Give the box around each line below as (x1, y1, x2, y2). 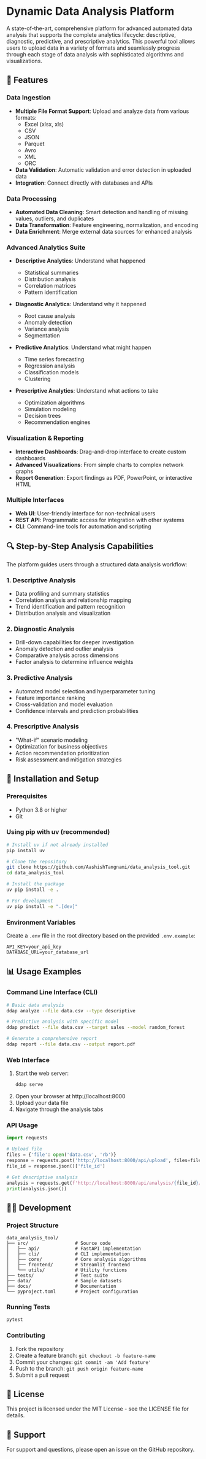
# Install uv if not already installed (6, 842, 109, 848)
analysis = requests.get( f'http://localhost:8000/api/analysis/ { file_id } (6, 1180, 199, 1186)
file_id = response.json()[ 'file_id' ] (6, 1163, 105, 1169)
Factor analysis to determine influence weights (15, 658, 134, 666)
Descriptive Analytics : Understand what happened (15, 257, 146, 264)
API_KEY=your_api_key (6, 944, 62, 950)
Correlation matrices (24, 282, 77, 290)
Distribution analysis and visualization (15, 609, 111, 617)
